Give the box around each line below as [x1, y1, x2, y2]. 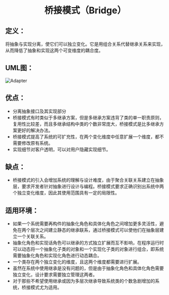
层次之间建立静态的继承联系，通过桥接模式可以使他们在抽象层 [30, 227, 160, 233]
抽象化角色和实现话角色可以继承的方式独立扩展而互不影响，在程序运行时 [12, 240, 164, 246]
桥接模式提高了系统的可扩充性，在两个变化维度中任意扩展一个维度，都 [12, 133, 160, 140]
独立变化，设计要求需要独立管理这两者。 [12, 272, 97, 278]
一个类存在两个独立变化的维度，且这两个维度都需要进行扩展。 [12, 259, 142, 265]
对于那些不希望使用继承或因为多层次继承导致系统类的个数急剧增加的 [12, 278, 155, 284]
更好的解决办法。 [17, 127, 53, 133]
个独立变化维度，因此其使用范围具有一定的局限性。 [12, 190, 120, 196]
